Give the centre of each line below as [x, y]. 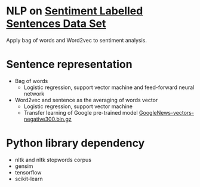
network [34, 93]
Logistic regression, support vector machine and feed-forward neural [109, 87]
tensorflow [28, 172]
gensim [24, 166]
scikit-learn [29, 179]
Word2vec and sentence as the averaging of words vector [86, 100]
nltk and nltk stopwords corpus [53, 160]
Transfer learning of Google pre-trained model [81, 112]
